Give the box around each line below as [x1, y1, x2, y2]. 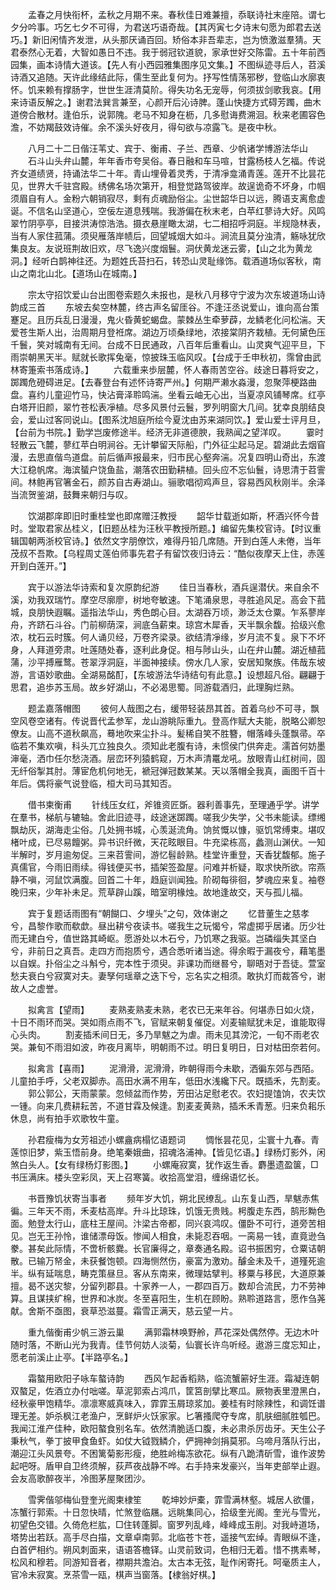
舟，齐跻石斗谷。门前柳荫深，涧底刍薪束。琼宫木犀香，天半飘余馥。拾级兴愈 [10, 619, 326, 630]
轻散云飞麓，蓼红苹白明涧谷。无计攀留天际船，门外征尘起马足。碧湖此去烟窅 [10, 439, 326, 450]
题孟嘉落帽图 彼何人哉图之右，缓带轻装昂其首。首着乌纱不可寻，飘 [27, 703, 320, 714]
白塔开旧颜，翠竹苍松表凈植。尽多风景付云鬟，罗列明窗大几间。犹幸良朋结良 [10, 401, 326, 413]
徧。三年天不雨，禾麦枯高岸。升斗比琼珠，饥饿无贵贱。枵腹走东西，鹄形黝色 [10, 1205, 326, 1217]
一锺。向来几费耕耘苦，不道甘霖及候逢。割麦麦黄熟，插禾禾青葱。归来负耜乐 [10, 1100, 326, 1112]
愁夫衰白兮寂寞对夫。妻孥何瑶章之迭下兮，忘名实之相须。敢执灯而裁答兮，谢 [10, 970, 326, 982]
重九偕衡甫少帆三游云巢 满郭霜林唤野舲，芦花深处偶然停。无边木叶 [27, 1326, 320, 1338]
